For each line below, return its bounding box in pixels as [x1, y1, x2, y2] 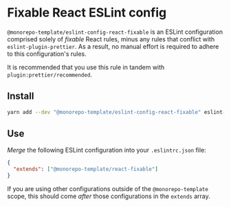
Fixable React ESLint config [7, 5, 167, 21]
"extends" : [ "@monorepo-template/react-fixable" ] [13, 166, 158, 173]
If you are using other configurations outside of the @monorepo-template [7, 185, 208, 193]
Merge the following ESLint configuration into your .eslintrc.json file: [7, 146, 206, 155]
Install [7, 90, 34, 102]
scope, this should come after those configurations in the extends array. [7, 192, 211, 201]
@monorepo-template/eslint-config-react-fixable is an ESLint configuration [7, 28, 223, 36]
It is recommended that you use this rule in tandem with [7, 63, 165, 71]
